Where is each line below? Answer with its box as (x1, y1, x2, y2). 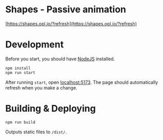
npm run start (5, 70, 36, 75)
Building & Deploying (5, 103, 96, 114)
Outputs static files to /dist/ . (5, 129, 67, 135)
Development (5, 39, 64, 50)
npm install (5, 65, 31, 71)
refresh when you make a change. (5, 84, 78, 91)
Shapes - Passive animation (5, 4, 127, 15)
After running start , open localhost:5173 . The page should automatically (5, 79, 158, 85)
